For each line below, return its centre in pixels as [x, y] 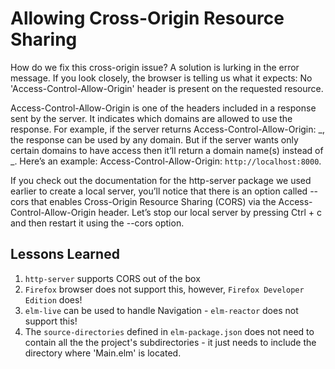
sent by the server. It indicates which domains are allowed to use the [151, 118]
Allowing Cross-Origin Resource [147, 18]
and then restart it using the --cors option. [97, 223]
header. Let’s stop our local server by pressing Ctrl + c [210, 212]
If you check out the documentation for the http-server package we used [161, 180]
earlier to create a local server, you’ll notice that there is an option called [159, 191]
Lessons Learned [65, 254]
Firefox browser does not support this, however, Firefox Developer [164, 289]
